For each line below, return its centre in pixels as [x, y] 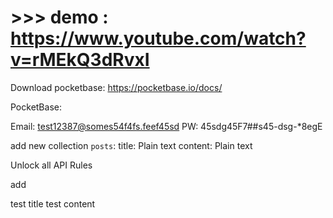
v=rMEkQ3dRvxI [80, 60]
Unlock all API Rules [51, 165]
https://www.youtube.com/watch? [158, 38]
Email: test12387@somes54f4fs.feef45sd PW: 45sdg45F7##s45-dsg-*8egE [166, 126]
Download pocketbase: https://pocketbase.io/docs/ [116, 87]
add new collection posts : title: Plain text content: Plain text [131, 145]
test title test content [53, 203]
